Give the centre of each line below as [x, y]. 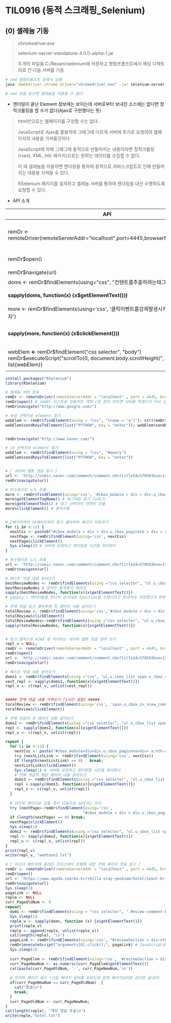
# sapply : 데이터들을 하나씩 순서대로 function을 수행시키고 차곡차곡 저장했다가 [81, 597]
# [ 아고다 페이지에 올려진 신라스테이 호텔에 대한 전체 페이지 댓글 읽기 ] [73, 865]
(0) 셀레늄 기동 [27, 31]
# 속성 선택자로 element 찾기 [33, 416]
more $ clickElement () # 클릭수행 [37, 509]
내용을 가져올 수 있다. [48, 172]
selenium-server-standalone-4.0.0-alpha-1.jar [66, 53]
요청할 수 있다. [32, 190]
